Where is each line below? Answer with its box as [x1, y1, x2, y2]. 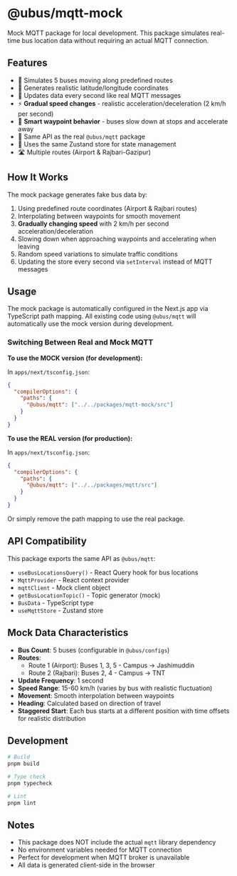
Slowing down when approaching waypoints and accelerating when [17, 234, 217, 243]
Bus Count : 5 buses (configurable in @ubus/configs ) [17, 645, 170, 654]
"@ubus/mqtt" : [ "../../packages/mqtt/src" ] [26, 482, 158, 489]
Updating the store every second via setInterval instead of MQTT [17, 257, 213, 266]
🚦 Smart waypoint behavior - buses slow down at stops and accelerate [17, 116, 228, 126]
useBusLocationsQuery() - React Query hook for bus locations [17, 568, 199, 577]
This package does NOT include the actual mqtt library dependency [17, 838, 216, 847]
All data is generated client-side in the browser [17, 861, 155, 870]
